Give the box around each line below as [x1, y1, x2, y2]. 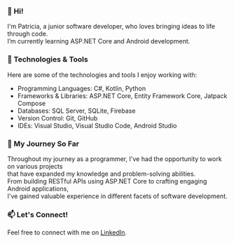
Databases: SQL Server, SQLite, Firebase [17, 106, 136, 115]
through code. [7, 29, 48, 38]
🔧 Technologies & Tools [7, 55, 89, 64]
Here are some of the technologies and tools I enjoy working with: [7, 70, 198, 79]
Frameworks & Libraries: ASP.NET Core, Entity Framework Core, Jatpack [17, 91, 228, 100]
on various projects [7, 162, 63, 170]
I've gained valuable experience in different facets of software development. [7, 192, 228, 200]
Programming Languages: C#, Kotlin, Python [17, 84, 146, 92]
